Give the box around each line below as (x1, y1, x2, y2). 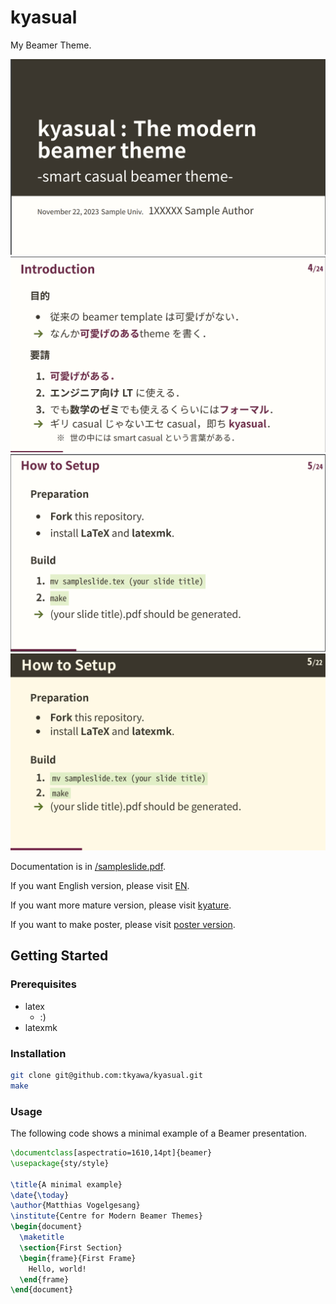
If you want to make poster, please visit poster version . (10, 918, 236, 930)
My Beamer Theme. (10, 39, 92, 51)
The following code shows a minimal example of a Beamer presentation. (10, 1127, 308, 1139)
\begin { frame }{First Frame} (19, 1253, 137, 1263)
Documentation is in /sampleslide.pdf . (10, 860, 167, 872)
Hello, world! (28, 1264, 87, 1274)
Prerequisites (10, 977, 77, 991)
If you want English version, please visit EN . (10, 879, 190, 891)
